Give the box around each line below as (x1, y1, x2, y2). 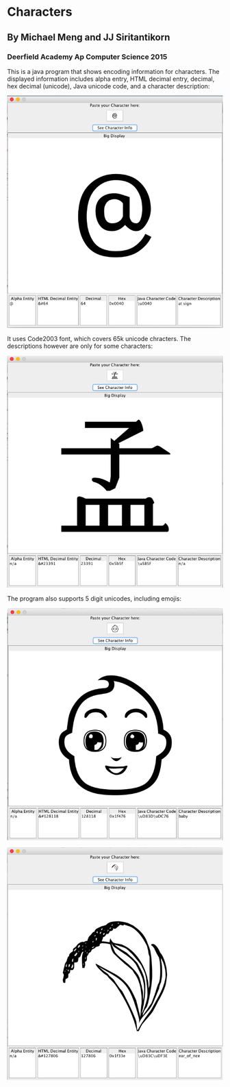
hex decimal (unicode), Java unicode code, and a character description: (7, 82, 210, 90)
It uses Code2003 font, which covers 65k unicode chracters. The (7, 335, 192, 343)
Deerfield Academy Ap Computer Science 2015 (7, 52, 168, 62)
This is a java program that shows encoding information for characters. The (7, 67, 220, 75)
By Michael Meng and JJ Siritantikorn (7, 32, 170, 43)
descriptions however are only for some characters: (7, 342, 153, 350)
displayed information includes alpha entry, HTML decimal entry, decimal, (7, 75, 215, 83)
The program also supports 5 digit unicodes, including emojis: (7, 595, 182, 603)
